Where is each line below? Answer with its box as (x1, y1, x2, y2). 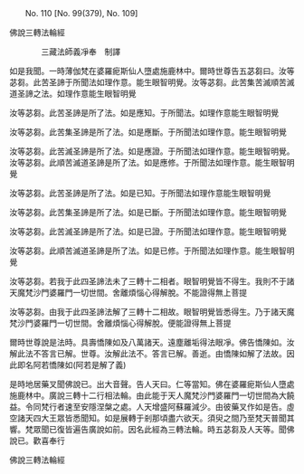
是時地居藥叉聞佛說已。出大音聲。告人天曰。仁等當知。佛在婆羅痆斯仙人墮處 (9, 379, 295, 389)
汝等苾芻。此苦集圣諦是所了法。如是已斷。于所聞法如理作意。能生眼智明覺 (9, 207, 287, 217)
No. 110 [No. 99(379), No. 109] (24, 8, 138, 18)
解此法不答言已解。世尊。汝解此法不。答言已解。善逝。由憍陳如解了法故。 (9, 348, 287, 359)
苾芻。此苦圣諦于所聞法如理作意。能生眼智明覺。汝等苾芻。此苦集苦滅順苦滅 (9, 77, 295, 88)
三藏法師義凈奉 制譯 (40, 46, 120, 57)
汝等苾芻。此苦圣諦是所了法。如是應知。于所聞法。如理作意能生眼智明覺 (9, 108, 279, 118)
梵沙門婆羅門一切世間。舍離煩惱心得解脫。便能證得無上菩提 (9, 318, 232, 328)
